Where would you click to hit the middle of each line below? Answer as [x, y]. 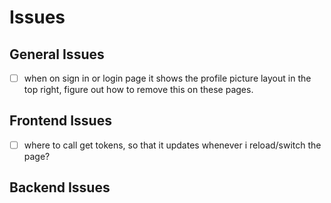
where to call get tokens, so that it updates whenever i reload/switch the [172, 145]
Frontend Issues [60, 121]
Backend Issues [60, 187]
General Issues [57, 54]
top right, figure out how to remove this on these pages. [138, 90]
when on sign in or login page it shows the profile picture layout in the [167, 78]
